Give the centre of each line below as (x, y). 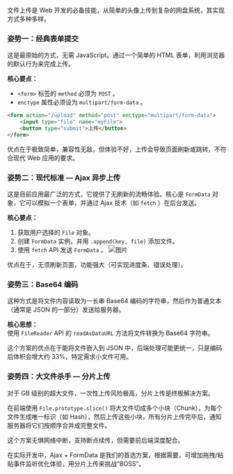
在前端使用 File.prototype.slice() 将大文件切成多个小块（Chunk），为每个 (115, 408)
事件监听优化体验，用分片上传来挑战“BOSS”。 (79, 464)
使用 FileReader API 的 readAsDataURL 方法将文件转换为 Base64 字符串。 (111, 333)
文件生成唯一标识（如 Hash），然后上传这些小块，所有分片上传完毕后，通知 (114, 416)
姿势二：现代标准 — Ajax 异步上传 (64, 178)
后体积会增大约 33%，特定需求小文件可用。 (70, 357)
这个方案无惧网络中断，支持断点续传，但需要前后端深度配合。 (96, 440)
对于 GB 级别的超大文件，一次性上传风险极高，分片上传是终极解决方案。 (111, 393)
